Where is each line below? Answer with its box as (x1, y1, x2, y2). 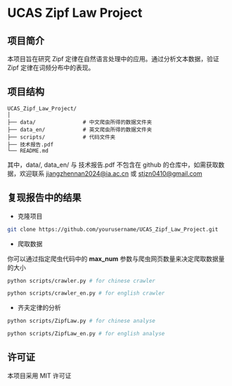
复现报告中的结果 (7, 192, 82, 204)
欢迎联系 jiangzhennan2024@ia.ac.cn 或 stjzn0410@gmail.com (19, 169, 202, 177)
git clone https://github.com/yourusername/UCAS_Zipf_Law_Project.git (7, 226, 219, 233)
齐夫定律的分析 (17, 304, 61, 312)
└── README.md (7, 147, 49, 154)
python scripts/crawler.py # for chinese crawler (7, 277, 156, 284)
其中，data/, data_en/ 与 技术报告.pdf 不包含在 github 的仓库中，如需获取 (7, 160, 219, 169)
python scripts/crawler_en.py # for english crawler (7, 290, 165, 297)
